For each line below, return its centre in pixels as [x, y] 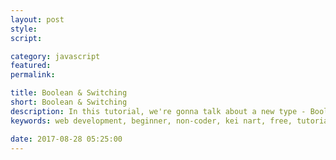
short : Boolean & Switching [69, 102]
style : [24, 29]
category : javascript [55, 56]
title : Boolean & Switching [69, 93]
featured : [31, 66]
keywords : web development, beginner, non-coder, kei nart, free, [151, 121]
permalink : [33, 75]
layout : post [37, 19]
